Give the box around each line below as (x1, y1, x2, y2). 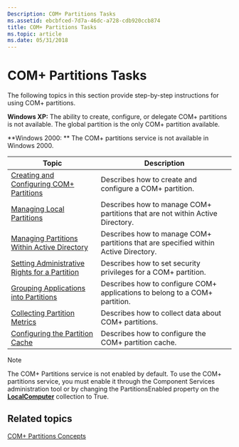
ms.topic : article (7, 30, 62, 38)
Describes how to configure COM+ (100, 279, 217, 289)
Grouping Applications (11, 283, 86, 293)
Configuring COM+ (11, 179, 75, 189)
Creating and (11, 170, 55, 180)
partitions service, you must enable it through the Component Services (7, 377, 216, 386)
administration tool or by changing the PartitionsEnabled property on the (7, 385, 219, 394)
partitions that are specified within (100, 238, 215, 248)
